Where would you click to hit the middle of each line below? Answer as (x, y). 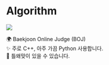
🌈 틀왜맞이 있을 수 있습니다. (38, 55)
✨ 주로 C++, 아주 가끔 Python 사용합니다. (55, 48)
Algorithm (32, 11)
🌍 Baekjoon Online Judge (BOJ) (46, 39)
